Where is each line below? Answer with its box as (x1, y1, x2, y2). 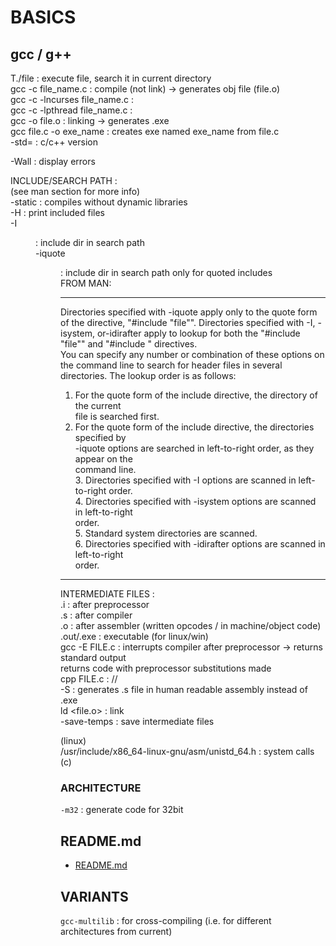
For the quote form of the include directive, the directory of (74, 389, 318, 401)
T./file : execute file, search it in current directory (10, 72, 212, 84)
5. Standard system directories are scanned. (74, 527, 258, 539)
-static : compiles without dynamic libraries (10, 196, 188, 208)
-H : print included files (10, 207, 105, 218)
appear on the (74, 453, 133, 465)
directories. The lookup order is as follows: (60, 370, 237, 381)
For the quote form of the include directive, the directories (74, 421, 315, 433)
